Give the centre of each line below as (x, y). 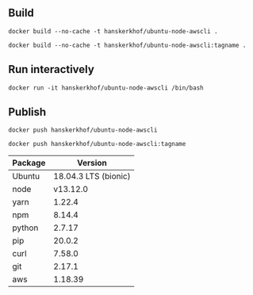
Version (92, 163)
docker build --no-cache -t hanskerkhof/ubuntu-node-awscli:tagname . (127, 45)
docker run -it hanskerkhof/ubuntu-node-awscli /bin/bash (106, 88)
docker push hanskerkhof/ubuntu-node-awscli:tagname (97, 144)
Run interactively (52, 69)
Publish (27, 112)
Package (29, 163)
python (25, 228)
